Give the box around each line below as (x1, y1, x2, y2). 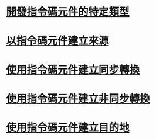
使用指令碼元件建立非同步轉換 (6, 92, 151, 105)
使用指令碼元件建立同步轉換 (6, 63, 140, 77)
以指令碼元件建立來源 (6, 34, 110, 47)
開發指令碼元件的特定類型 (6, 5, 130, 19)
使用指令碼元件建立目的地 (6, 121, 130, 134)
